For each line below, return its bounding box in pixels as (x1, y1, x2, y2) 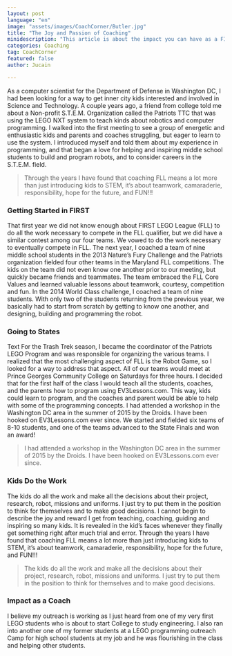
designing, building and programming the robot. (7, 309, 144, 318)
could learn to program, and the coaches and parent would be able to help (7, 394, 219, 402)
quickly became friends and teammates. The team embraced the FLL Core (7, 273, 220, 281)
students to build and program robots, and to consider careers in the (7, 153, 202, 161)
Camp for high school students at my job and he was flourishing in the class (7, 634, 223, 642)
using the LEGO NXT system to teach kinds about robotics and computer (7, 116, 214, 125)
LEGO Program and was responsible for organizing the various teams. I (7, 350, 209, 358)
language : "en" (7, 17, 51, 24)
